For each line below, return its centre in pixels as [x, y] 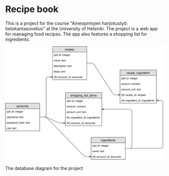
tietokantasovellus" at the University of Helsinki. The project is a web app [81, 28]
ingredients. [18, 39]
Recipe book [32, 9]
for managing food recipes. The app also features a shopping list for [76, 34]
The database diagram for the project [44, 168]
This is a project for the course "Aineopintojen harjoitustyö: [67, 23]
